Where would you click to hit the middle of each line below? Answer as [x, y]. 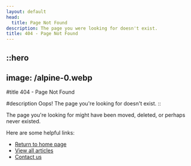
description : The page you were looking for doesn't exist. [82, 28]
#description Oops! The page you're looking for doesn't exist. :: [84, 104]
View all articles [34, 151]
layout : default [26, 12]
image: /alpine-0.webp [50, 78]
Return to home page [41, 144]
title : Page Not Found [39, 23]
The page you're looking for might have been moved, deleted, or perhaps [96, 115]
